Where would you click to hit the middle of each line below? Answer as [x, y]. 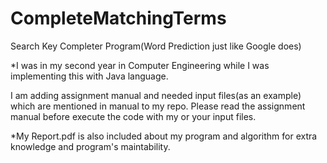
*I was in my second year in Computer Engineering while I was [140, 65]
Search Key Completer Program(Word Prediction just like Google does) [156, 46]
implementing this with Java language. [89, 76]
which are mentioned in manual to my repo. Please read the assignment [158, 106]
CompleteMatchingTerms [118, 18]
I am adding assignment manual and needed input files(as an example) [156, 95]
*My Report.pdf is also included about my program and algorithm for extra [164, 136]
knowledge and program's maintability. [90, 146]
